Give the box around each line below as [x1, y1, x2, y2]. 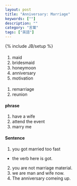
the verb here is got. [12, 155, 53, 161]
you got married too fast [12, 146, 61, 152]
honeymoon [12, 64, 36, 71]
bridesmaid [12, 60, 35, 65]
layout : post [5, 7, 31, 12]
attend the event [12, 119, 45, 124]
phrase [5, 103, 20, 108]
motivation [12, 75, 33, 81]
